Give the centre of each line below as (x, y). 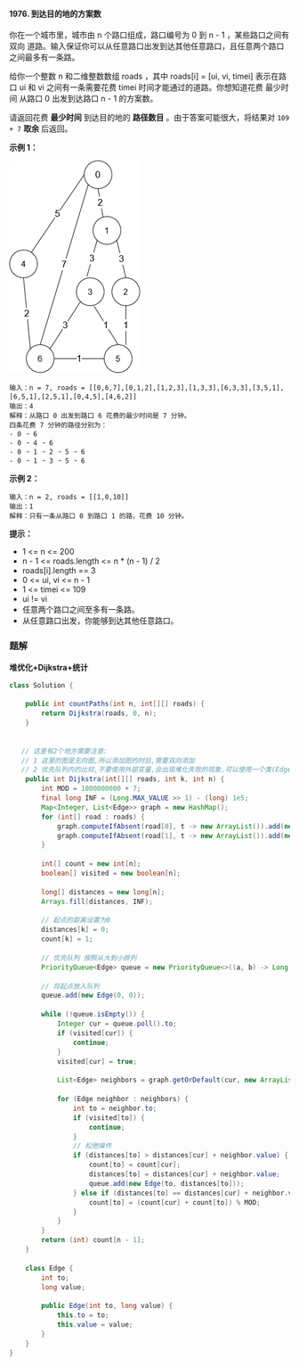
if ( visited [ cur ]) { (95, 1033)
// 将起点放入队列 (70, 986)
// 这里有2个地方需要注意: (65, 751)
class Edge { (49, 1268)
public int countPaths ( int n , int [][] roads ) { (115, 704)
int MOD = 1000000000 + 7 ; (91, 789)
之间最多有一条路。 (44, 57)
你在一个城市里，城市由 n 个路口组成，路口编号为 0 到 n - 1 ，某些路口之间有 (149, 35)
